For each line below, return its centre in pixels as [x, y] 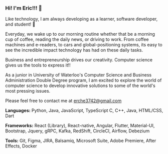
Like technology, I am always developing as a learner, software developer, [81, 19]
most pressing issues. [28, 91]
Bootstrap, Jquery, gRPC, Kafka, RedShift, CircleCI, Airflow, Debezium [77, 131]
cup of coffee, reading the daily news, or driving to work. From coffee [77, 39]
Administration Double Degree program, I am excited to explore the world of [83, 81]
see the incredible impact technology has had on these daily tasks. [74, 50]
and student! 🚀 [20, 24]
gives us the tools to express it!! [38, 65]
